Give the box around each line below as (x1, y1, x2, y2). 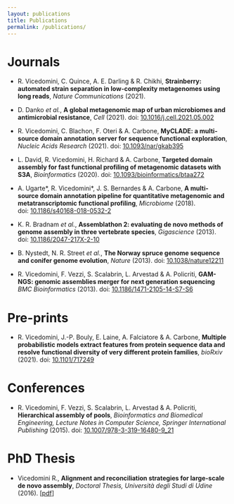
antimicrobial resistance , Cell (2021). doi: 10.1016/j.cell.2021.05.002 (17, 113, 214, 122)
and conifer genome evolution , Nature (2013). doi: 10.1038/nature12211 (17, 257, 224, 265)
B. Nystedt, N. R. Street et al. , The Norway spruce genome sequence (17, 249, 220, 257)
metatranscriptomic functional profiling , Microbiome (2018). (17, 199, 196, 208)
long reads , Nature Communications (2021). (17, 92, 146, 101)
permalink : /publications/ (7, 23, 86, 30)
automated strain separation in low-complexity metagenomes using (17, 85, 221, 93)
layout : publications (7, 10, 71, 18)
